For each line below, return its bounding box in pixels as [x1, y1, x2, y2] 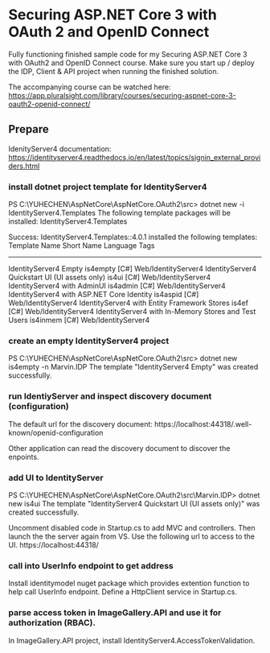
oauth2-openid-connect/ [8, 99, 91, 109]
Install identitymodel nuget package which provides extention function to [8, 578, 250, 589]
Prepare [8, 122, 50, 136]
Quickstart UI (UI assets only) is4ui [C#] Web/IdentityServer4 [8, 272, 211, 283]
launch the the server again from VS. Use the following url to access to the [8, 531, 256, 541]
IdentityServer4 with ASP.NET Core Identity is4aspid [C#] [8, 290, 199, 300]
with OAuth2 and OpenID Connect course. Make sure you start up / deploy [8, 58, 255, 68]
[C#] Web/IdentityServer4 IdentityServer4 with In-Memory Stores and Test [8, 307, 256, 316]
